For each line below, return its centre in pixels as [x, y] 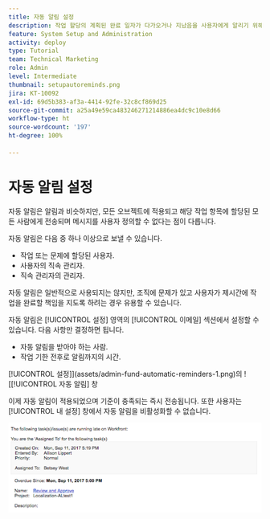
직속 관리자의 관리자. [52, 275]
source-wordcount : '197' [50, 127]
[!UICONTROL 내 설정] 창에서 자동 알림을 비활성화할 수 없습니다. [110, 411]
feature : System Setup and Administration [80, 34]
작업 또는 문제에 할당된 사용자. [67, 255]
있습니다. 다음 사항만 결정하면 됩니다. [66, 329]
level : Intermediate [43, 76]
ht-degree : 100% [35, 136]
